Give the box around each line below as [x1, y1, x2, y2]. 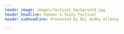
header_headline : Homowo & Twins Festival [5, 12, 96, 17]
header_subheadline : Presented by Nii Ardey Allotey [5, 16, 119, 21]
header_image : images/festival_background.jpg [5, 7, 106, 12]
